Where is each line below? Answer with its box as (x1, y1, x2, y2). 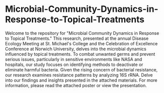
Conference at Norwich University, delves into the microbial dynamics (5, 46, 146, 52)
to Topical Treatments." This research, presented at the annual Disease (5, 35, 149, 41)
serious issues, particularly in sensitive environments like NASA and (5, 56, 142, 62)
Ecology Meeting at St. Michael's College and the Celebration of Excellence (5, 40, 158, 46)
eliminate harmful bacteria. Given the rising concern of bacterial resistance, (5, 66, 158, 72)
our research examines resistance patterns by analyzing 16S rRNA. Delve (5, 72, 153, 78)
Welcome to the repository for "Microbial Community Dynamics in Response (5, 30, 160, 36)
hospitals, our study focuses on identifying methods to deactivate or (5, 62, 143, 67)
